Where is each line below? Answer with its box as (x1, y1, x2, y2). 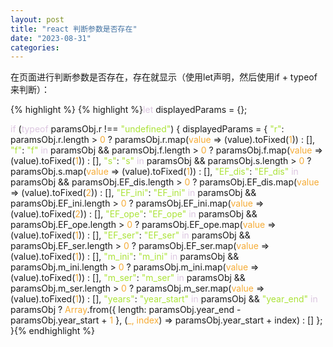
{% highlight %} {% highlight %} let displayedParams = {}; (10, 104, 248, 116)
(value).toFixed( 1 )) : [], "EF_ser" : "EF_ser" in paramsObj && (10, 229, 251, 241)
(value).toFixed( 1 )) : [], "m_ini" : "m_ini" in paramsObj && (10, 251, 240, 263)
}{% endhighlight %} (10, 325, 96, 337)
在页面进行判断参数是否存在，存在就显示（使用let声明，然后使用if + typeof (10, 71, 318, 83)
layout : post (10, 14, 65, 25)
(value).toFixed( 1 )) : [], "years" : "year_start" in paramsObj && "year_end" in (10, 293, 318, 305)
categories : (10, 42, 60, 53)
